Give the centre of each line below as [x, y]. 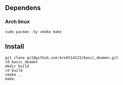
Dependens [23, 8]
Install [15, 47]
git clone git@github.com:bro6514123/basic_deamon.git [62, 57]
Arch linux [18, 22]
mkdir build [17, 66]
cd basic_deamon [21, 62]
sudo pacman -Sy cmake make [34, 32]
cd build [14, 70]
